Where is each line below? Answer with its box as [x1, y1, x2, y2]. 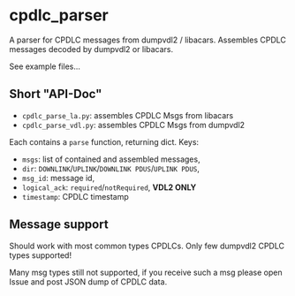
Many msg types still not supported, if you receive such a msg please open [9, 267, 283, 277]
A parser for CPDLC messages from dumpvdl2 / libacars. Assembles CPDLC [9, 34, 287, 45]
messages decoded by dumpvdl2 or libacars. [9, 43, 174, 54]
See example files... [9, 61, 81, 72]
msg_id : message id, [21, 172, 95, 183]
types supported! [9, 249, 72, 261]
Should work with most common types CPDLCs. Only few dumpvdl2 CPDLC [9, 240, 285, 251]
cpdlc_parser [9, 5, 109, 26]
